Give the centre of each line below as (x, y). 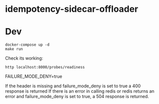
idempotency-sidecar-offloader (72, 9)
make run (14, 49)
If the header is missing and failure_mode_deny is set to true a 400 (73, 86)
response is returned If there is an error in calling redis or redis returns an (80, 91)
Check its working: (24, 58)
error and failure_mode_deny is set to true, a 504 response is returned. (77, 97)
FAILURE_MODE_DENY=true (34, 76)
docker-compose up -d (27, 45)
